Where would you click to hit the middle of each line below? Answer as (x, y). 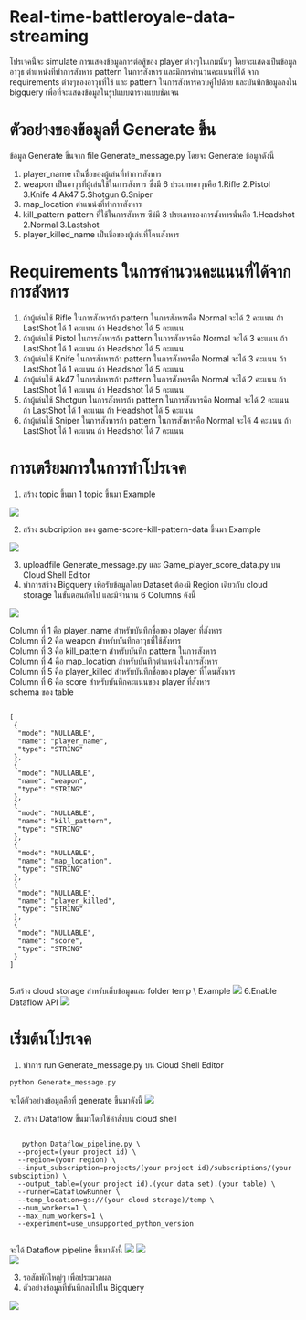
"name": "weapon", (53, 781)
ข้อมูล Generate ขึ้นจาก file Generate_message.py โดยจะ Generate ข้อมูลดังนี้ (142, 155)
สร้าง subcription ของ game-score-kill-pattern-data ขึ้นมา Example (142, 529)
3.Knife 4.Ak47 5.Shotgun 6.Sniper (88, 194)
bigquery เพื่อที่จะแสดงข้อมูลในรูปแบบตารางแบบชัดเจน (95, 92)
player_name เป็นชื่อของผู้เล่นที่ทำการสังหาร (92, 173)
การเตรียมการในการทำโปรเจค (98, 468)
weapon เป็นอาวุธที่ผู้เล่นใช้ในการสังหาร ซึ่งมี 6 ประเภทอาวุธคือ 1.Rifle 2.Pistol (147, 183)
